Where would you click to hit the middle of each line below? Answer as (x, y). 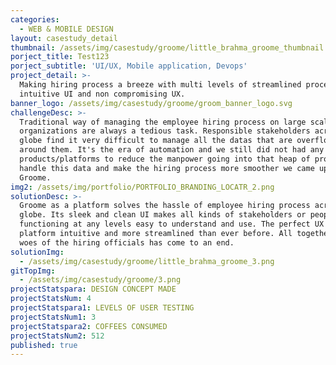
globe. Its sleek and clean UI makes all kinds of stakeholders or (163, 215)
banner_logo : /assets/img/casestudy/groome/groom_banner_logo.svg (151, 103)
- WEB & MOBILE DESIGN (66, 29)
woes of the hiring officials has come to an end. (127, 242)
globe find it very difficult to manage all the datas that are (156, 141)
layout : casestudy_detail (64, 38)
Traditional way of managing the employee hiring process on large (163, 122)
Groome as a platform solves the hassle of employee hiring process (165, 206)
